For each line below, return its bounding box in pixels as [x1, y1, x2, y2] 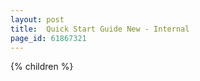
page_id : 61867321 [10, 33, 87, 43]
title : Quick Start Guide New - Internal [10, 24, 190, 34]
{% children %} [10, 61, 74, 73]
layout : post [10, 14, 65, 25]
